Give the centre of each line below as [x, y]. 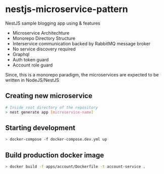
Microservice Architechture [41, 33]
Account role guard [33, 65]
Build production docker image [55, 155]
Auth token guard [31, 59]
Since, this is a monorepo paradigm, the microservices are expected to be [82, 74]
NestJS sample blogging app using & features [53, 23]
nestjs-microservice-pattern [67, 9]
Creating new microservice [49, 96]
